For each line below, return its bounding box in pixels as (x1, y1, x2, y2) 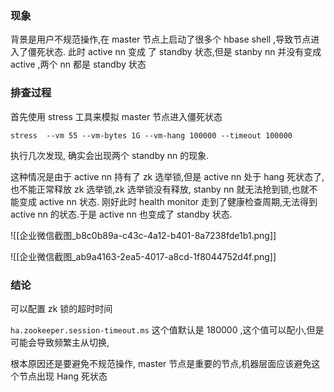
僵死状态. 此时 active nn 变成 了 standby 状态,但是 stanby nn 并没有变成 (27, 46, 322, 58)
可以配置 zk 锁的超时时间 (10, 302, 113, 314)
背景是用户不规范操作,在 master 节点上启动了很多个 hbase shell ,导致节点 (10, 33, 312, 46)
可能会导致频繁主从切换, (10, 336, 110, 348)
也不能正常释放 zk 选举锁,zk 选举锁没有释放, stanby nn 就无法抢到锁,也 (10, 183, 301, 195)
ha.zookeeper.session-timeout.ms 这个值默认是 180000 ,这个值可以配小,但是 (10, 323, 325, 336)
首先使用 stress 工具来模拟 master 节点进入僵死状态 (10, 110, 223, 122)
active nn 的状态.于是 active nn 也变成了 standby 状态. (10, 208, 233, 220)
